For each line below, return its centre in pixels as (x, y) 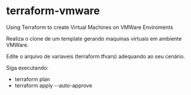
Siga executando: (27, 68)
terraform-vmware (53, 11)
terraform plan (32, 79)
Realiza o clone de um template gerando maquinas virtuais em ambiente (94, 38)
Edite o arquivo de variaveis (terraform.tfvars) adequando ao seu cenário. (96, 56)
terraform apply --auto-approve (54, 85)
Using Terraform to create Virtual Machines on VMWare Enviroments (90, 27)
